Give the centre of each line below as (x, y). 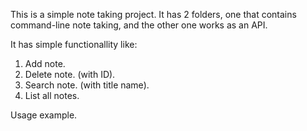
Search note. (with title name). (87, 85)
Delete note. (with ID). (70, 74)
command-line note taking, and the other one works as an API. (139, 25)
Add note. (45, 63)
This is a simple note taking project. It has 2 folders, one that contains (153, 14)
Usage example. (44, 115)
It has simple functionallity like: (74, 44)
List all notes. (52, 95)
